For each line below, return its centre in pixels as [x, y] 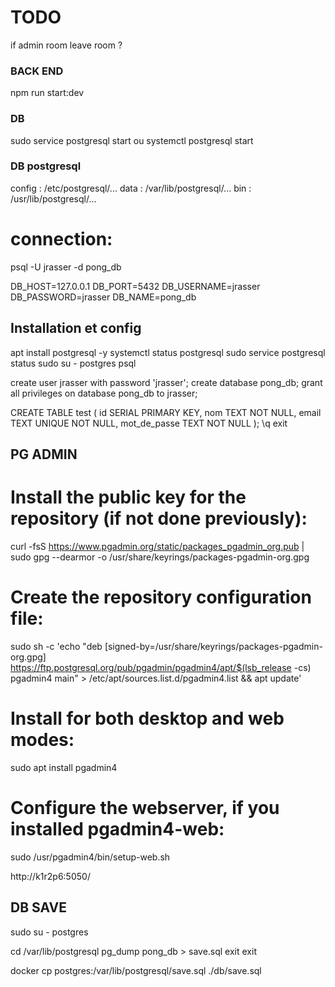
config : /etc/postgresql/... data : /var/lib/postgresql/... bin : [131, 188]
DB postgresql [46, 166]
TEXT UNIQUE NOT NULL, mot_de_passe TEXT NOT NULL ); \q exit [149, 423]
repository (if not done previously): [159, 518]
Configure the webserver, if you [145, 807]
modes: [42, 740]
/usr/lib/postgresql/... [53, 198]
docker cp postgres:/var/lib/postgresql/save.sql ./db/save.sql [136, 970]
